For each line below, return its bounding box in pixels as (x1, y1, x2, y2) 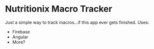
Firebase (12, 29, 30, 34)
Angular (12, 34, 28, 40)
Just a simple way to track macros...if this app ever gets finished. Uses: (5, 19, 150, 25)
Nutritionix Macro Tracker (5, 3, 112, 15)
